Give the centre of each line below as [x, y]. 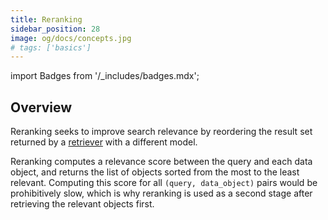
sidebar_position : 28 [55, 29]
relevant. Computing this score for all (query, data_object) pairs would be [164, 183]
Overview [41, 107]
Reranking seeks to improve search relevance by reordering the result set [161, 132]
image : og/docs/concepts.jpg [71, 38]
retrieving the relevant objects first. [82, 204]
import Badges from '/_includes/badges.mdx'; [105, 76]
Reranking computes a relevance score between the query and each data [161, 162]
